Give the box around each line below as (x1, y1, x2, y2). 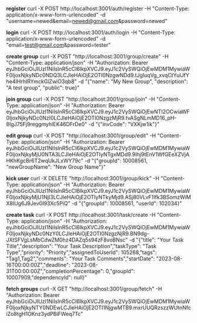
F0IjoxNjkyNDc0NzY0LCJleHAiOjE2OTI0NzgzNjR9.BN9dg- (6, 230, 150, 237)
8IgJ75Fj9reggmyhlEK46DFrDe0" (6, 121, 88, 127)
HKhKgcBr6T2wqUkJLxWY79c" (6, 157, 84, 164)
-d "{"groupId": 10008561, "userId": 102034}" (71, 200, 182, 207)
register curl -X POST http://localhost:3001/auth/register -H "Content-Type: (6, 5, 190, 12)
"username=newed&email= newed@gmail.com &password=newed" (6, 18, 168, 24)
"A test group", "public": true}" (6, 84, 80, 91)
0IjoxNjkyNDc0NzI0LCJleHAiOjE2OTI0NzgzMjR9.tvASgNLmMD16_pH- (6, 114, 177, 121)
